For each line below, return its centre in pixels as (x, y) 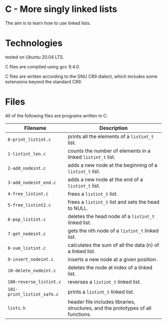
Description (114, 128)
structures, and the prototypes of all (110, 308)
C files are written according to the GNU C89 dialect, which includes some (81, 76)
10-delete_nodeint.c (32, 270)
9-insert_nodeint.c (31, 259)
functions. (80, 314)
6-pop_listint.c (27, 219)
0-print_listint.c (29, 139)
